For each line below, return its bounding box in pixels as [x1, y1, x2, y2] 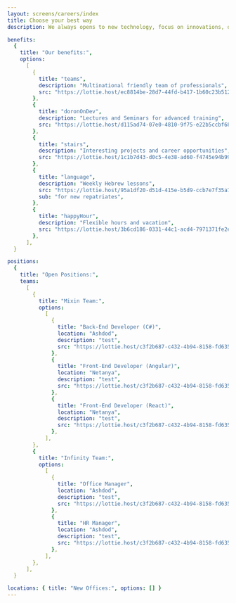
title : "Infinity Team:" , [38, 455, 114, 462]
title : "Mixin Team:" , [38, 297, 105, 305]
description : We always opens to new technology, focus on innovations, [7, 23, 225, 30]
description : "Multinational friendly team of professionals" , [38, 82, 228, 89]
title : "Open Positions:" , [20, 272, 99, 279]
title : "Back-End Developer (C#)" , [57, 324, 162, 331]
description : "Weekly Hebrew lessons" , [38, 180, 156, 187]
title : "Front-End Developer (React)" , [57, 402, 174, 409]
